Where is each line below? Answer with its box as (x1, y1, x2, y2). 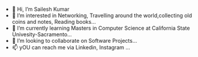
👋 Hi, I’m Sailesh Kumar (11, 6, 70, 12)
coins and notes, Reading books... (11, 18, 96, 25)
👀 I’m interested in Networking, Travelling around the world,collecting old (11, 12, 193, 19)
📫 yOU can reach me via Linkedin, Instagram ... (11, 44, 131, 50)
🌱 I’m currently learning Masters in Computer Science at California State (11, 24, 190, 31)
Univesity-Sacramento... (11, 31, 72, 38)
